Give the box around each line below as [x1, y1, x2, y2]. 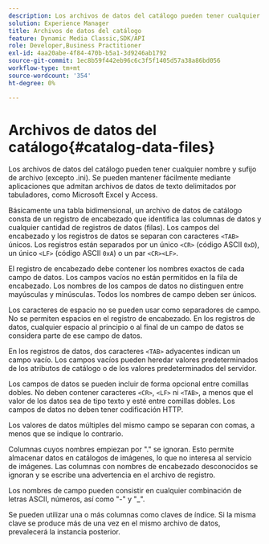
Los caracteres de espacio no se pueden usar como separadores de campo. [8, 305, 261, 315]
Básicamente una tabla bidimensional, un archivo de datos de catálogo [8, 206, 243, 216]
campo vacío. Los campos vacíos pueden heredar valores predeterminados [8, 355, 259, 365]
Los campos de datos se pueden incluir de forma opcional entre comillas [8, 379, 249, 389]
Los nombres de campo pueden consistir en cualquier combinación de [8, 486, 243, 496]
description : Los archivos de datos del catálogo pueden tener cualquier [8, 11, 261, 20]
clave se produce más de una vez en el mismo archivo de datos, [8, 518, 221, 528]
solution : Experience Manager [8, 19, 110, 27]
